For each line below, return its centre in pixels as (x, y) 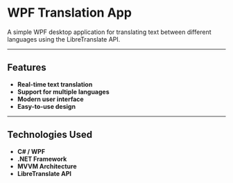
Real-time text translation (55, 84)
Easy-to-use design (46, 106)
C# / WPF (31, 151)
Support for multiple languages (63, 91)
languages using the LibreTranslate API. (64, 39)
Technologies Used (50, 135)
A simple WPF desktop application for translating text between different (109, 32)
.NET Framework (42, 159)
